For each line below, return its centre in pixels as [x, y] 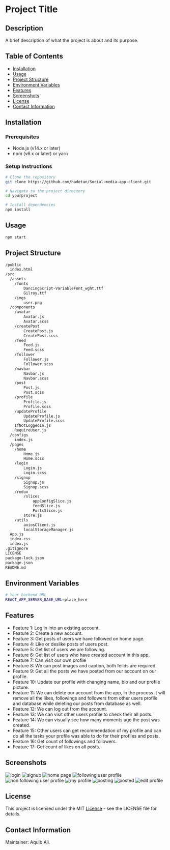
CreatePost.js [38, 331]
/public [13, 265]
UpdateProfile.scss [44, 421]
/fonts [21, 284]
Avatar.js [34, 317]
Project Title [32, 9]
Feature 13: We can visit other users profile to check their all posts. [82, 714]
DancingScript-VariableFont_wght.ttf [63, 288]
